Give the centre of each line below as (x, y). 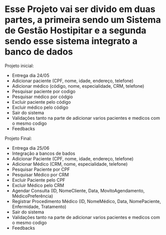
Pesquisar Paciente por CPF (41, 169)
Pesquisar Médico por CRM (40, 174)
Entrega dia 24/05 (31, 75)
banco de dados (39, 52)
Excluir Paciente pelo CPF (39, 180)
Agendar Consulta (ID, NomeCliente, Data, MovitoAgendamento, (78, 190)
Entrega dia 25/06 (31, 148)
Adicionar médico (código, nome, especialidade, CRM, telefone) (78, 86)
